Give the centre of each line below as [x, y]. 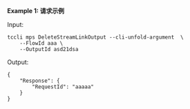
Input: [16, 24]
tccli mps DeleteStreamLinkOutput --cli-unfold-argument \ [96, 37]
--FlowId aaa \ [41, 43]
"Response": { [40, 81]
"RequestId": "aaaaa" [63, 87]
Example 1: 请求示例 [36, 11]
